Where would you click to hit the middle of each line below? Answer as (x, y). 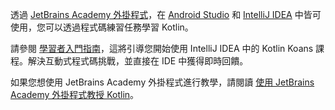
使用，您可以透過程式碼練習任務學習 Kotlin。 (102, 27)
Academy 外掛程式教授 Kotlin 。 (75, 94)
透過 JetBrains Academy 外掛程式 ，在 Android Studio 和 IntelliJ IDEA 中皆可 (166, 14)
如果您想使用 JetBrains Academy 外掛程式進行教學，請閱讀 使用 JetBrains (162, 82)
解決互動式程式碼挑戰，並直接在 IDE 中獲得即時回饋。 (138, 61)
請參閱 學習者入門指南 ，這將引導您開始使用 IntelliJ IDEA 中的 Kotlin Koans (162, 48)
